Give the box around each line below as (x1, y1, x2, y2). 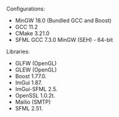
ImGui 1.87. (15, 79, 42, 86)
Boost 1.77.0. (15, 73, 47, 79)
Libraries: (6, 48, 30, 55)
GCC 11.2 (15, 24, 38, 30)
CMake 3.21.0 (15, 30, 50, 37)
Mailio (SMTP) (15, 98, 51, 105)
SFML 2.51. (15, 105, 43, 112)
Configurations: (6, 5, 46, 12)
